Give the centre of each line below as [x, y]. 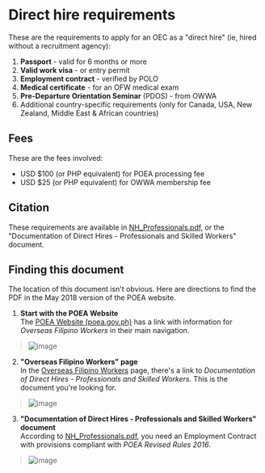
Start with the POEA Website [69, 314]
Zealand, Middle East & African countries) [89, 113]
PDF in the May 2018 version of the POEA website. [92, 298]
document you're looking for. [68, 388]
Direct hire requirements [92, 15]
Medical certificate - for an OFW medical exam [99, 87]
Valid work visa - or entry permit [75, 70]
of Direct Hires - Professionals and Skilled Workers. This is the [124, 379]
